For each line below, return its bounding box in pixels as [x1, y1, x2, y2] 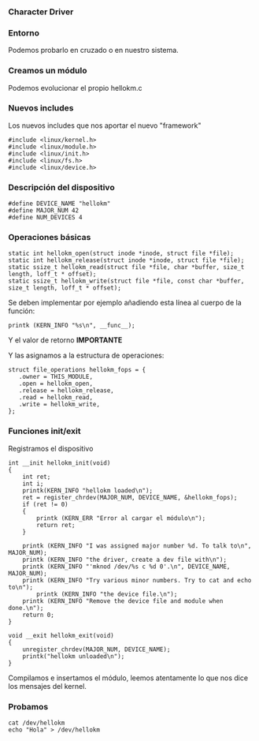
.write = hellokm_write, [18, 401, 101, 409]
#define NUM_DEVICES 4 [8, 214, 83, 222]
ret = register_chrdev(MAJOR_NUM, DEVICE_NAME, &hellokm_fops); [22, 493, 238, 501]
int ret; [22, 473, 51, 481]
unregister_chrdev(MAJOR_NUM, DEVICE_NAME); [22, 646, 171, 653]
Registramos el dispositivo [8, 443, 94, 453]
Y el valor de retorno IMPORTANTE [8, 335, 123, 345]
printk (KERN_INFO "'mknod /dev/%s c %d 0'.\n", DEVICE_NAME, [22, 563, 231, 571]
